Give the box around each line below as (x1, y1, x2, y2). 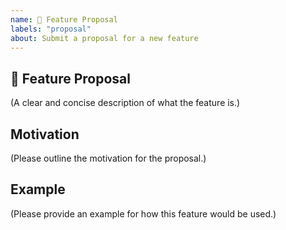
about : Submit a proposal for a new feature (10, 33, 199, 43)
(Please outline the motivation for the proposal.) (10, 152, 207, 164)
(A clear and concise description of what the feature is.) (10, 97, 241, 109)
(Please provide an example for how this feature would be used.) (10, 207, 277, 220)
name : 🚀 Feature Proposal (10, 14, 118, 25)
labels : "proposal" (10, 24, 92, 34)
